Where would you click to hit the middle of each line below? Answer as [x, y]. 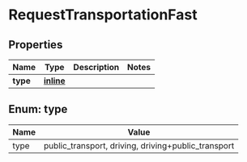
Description [96, 67]
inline [55, 81]
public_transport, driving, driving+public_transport [139, 145]
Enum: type [38, 109]
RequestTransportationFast [103, 15]
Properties [36, 45]
